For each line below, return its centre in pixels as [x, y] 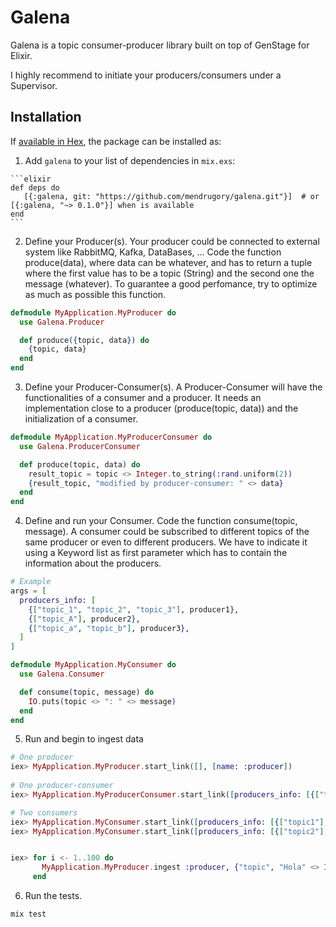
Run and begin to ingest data [84, 739]
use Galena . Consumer [62, 674]
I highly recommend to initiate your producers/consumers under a [146, 75]
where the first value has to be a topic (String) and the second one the [169, 273]
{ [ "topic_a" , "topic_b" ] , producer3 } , [109, 628]
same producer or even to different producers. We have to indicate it [166, 542]
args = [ [28, 591]
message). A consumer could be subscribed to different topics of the [167, 532]
